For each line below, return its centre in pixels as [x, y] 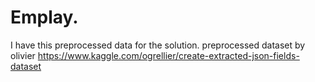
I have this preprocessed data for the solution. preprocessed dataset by [158, 45]
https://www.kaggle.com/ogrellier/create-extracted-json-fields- [168, 55]
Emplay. [44, 17]
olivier [23, 55]
